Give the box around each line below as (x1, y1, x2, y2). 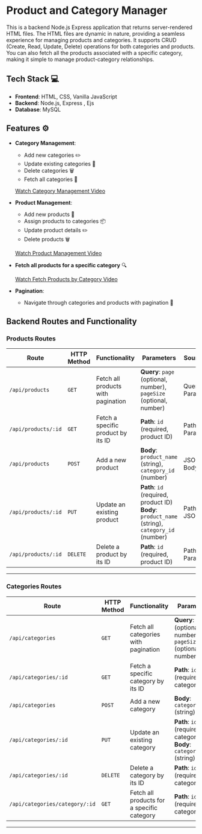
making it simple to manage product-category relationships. (6, 56, 155, 63)
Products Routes (6, 334, 56, 343)
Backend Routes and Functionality (6, 316, 137, 326)
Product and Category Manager (6, 4, 168, 18)
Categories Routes (6, 582, 62, 591)
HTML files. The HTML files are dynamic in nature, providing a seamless (6, 30, 185, 37)
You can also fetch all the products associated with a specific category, (6, 49, 183, 56)
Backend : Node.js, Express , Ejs (14, 99, 94, 106)
